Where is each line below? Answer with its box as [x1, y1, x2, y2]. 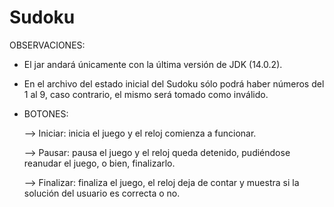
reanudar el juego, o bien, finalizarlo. [23, 157, 176, 169]
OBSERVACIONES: [9, 39, 86, 51]
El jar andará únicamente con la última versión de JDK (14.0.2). [23, 58, 283, 70]
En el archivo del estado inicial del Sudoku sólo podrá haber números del [23, 77, 325, 90]
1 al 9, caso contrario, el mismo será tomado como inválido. [23, 88, 269, 100]
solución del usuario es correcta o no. [23, 187, 181, 199]
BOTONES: [23, 107, 69, 120]
